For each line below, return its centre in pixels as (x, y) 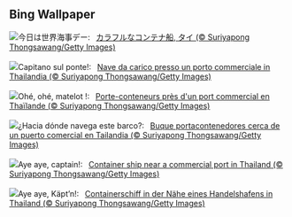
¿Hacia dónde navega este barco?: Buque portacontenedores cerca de (149, 125)
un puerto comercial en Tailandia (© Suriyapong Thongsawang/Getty (135, 135)
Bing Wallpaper (52, 15)
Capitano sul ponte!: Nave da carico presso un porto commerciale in (144, 66)
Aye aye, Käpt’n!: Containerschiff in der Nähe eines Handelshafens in (146, 193)
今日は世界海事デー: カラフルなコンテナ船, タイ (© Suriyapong (134, 37)
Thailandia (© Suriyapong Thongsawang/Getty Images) (111, 76)
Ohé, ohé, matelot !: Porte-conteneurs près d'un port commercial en (144, 96)
